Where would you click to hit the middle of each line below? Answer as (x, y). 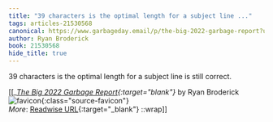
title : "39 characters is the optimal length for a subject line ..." (130, 16)
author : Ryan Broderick (49, 38)
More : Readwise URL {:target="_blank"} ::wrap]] (88, 109)
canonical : (27, 31)
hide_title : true (38, 53)
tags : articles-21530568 (50, 23)
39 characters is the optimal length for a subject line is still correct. (120, 76)
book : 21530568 (34, 46)
